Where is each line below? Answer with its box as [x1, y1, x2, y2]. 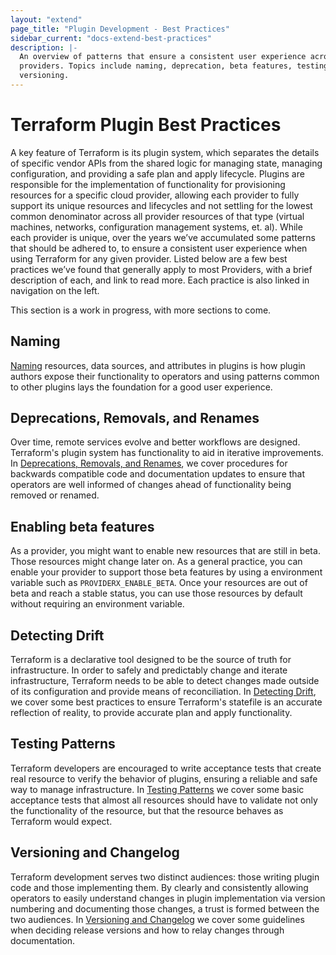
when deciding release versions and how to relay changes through [10, 924, 285, 936]
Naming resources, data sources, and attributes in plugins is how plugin [10, 359, 306, 371]
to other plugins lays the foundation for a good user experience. [10, 381, 273, 393]
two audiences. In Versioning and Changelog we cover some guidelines [10, 913, 305, 925]
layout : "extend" [10, 14, 83, 25]
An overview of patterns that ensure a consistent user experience [19, 52, 307, 62]
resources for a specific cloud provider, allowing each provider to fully [10, 189, 300, 201]
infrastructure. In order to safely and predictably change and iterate [10, 664, 288, 676]
